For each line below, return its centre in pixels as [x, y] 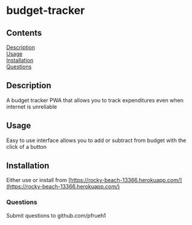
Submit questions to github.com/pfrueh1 [56, 215]
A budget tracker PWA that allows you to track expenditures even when [95, 100]
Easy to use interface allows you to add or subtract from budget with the [96, 140]
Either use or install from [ [38, 180]
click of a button [27, 146]
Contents [24, 33]
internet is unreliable [32, 106]
